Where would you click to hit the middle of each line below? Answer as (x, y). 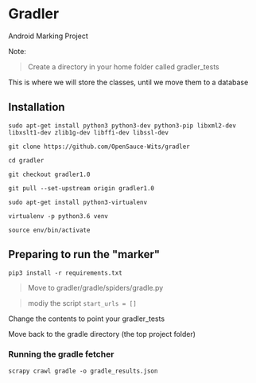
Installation (37, 107)
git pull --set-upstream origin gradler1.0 (81, 188)
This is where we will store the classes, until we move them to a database (128, 82)
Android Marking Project (48, 36)
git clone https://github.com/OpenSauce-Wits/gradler (99, 147)
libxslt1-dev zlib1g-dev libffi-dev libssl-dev (89, 132)
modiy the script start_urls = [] (82, 303)
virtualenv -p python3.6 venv (58, 216)
